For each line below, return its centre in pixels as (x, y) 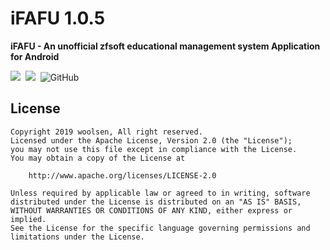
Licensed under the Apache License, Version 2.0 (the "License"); (151, 140)
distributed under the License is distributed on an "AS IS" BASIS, (156, 202)
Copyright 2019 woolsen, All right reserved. (106, 132)
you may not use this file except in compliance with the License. (154, 149)
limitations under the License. (77, 237)
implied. (28, 219)
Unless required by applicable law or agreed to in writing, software (160, 193)
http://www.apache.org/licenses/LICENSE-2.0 (122, 175)
